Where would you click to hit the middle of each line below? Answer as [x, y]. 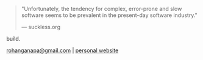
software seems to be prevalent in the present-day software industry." [109, 15]
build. [13, 38]
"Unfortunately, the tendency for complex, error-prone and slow [101, 9]
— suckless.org [41, 27]
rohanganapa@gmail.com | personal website [62, 50]
